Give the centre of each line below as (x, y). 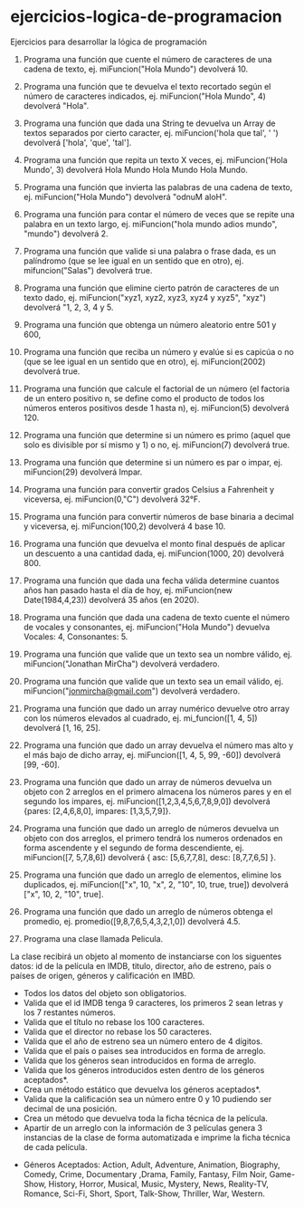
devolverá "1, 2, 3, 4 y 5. (68, 307)
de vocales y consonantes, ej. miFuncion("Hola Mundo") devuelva (147, 627)
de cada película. (55, 1146)
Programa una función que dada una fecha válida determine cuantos (151, 580)
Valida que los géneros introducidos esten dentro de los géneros (144, 1069)
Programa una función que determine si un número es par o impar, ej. (153, 462)
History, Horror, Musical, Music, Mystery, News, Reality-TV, (159, 1184)
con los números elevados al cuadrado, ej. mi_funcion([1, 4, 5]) (140, 718)
